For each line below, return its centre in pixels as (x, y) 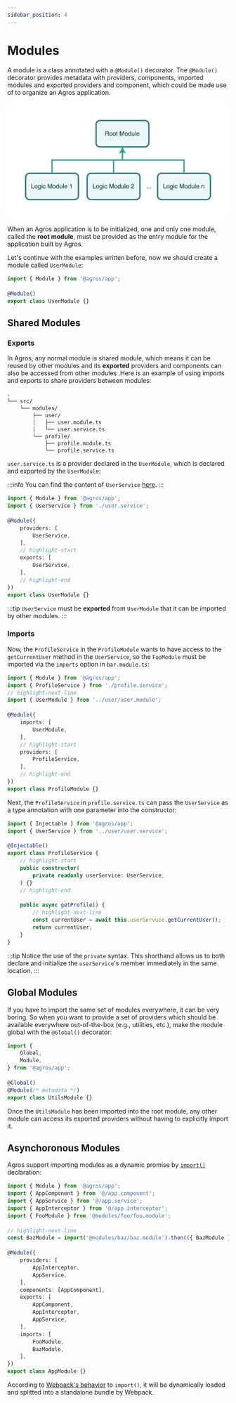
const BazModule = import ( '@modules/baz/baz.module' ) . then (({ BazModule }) (120, 1238)
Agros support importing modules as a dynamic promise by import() (106, 1165)
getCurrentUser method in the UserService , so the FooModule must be (106, 656)
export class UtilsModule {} (50, 1097)
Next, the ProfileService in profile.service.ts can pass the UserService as (118, 802)
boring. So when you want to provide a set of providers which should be (112, 1017)
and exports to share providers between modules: (79, 381)
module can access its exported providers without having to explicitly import (118, 1118)
